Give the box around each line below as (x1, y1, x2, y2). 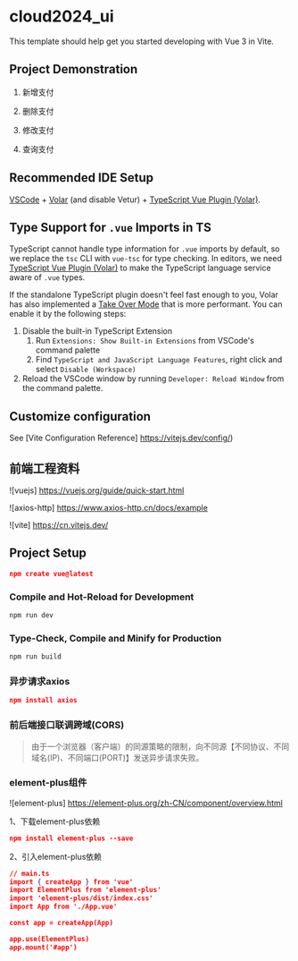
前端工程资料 (9, 461, 80, 476)
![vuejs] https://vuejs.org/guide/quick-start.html (9, 485, 185, 496)
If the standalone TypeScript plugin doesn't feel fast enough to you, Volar (9, 289, 279, 301)
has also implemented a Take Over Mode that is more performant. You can (9, 299, 283, 310)
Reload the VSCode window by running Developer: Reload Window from (21, 373, 285, 384)
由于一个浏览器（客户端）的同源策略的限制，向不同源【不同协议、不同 (30, 741, 290, 752)
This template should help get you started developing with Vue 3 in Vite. (9, 36, 275, 47)
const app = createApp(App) (9, 919, 114, 928)
